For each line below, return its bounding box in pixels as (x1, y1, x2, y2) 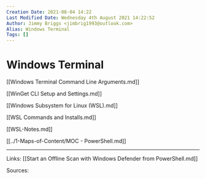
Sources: (6, 167, 29, 174)
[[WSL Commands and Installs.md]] (6, 114, 96, 121)
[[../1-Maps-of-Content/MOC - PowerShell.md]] (6, 137, 127, 145)
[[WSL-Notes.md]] (6, 126, 53, 133)
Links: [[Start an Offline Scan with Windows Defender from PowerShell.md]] (6, 155, 198, 163)
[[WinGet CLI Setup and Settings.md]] (6, 90, 102, 98)
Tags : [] (6, 32, 29, 38)
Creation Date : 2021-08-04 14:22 (6, 9, 92, 15)
